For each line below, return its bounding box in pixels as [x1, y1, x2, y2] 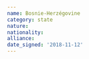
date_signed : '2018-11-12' [7, 41, 84, 48]
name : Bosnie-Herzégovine [7, 9, 80, 17]
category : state [7, 16, 53, 23]
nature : [7, 22, 29, 29]
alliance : [7, 35, 35, 42]
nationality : [7, 28, 44, 36]
